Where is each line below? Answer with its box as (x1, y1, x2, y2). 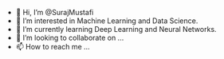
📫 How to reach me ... (15, 42, 90, 51)
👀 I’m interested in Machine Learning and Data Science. (15, 16, 198, 26)
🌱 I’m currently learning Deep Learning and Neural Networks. (15, 25, 217, 33)
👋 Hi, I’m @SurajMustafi (15, 8, 94, 17)
